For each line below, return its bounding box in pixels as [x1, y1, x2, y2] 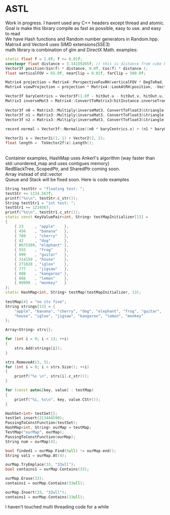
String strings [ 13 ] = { [5, 304, 56, 309]
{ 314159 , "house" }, [14, 257, 69, 262]
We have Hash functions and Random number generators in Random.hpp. [5, 36, 159, 42]
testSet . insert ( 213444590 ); [5, 416, 65, 421]
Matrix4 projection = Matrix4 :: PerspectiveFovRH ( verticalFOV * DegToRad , [5, 80, 164, 85]
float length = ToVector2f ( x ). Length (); [5, 140, 94, 146]
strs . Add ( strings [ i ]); [14, 345, 62, 351]
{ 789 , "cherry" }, [14, 233, 69, 239]
